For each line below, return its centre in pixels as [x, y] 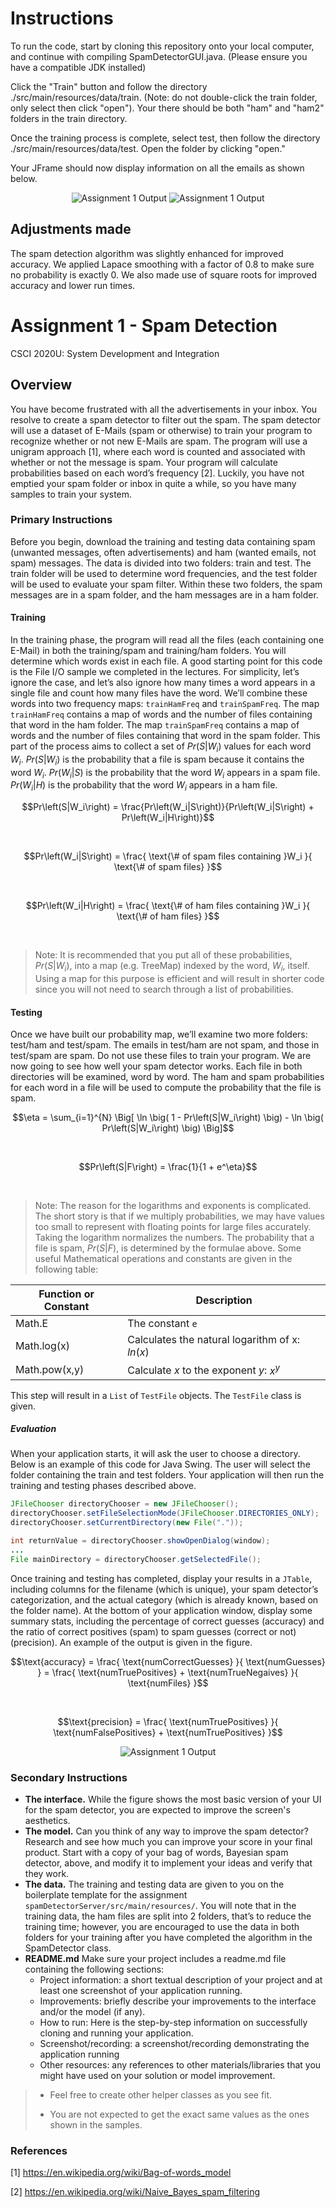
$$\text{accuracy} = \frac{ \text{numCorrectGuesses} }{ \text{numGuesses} [168, 1661]
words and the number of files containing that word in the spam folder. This [165, 735]
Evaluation [33, 1429]
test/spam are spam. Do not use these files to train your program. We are [161, 1056]
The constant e [162, 1324]
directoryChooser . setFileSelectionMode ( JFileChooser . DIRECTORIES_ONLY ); [165, 1513]
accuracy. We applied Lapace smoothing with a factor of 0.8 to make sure [162, 264]
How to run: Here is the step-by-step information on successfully [173, 2023]
